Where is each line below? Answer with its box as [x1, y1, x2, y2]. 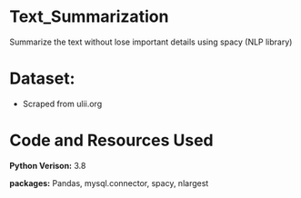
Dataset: [9, 68, 75, 89]
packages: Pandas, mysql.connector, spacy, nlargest [9, 177, 209, 188]
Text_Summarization [9, 6, 169, 27]
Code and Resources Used [9, 130, 214, 151]
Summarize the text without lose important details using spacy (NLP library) [9, 36, 293, 47]
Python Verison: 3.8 [9, 160, 86, 171]
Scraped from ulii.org [22, 98, 103, 109]
